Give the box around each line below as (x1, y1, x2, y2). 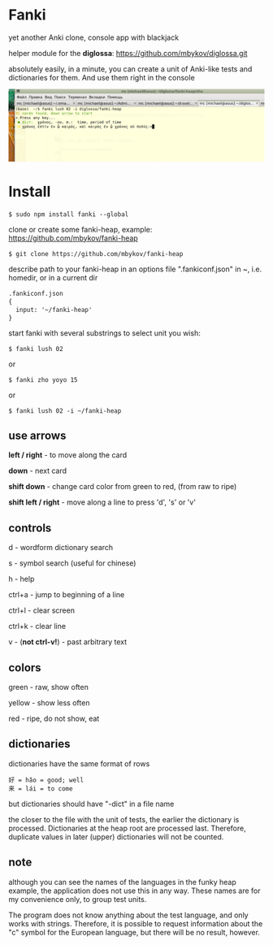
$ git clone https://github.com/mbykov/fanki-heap (8, 249, 184, 258)
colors (8, 661, 42, 674)
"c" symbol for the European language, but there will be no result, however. (8, 927, 260, 937)
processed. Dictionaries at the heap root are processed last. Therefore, (8, 823, 246, 833)
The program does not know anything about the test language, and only (8, 910, 249, 920)
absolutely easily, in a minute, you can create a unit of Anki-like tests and (8, 63, 253, 74)
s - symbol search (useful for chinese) (8, 558, 136, 568)
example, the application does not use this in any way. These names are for (8, 886, 261, 895)
